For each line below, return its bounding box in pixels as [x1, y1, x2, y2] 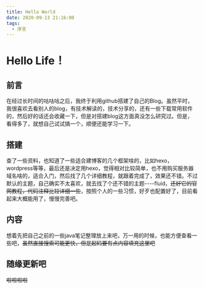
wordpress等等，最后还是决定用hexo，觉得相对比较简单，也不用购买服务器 [6, 165, 194, 172]
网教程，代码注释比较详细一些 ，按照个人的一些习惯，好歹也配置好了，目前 [6, 187, 192, 195]
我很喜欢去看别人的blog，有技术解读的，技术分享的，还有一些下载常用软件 [6, 105, 193, 113]
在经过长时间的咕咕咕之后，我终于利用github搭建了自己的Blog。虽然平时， [6, 97, 193, 105]
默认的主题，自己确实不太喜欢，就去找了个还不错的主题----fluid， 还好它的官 [6, 180, 197, 187]
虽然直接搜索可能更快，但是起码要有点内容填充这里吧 [22, 239, 155, 246]
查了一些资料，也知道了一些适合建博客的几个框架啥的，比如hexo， [6, 157, 173, 164]
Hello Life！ [6, 54, 66, 68]
